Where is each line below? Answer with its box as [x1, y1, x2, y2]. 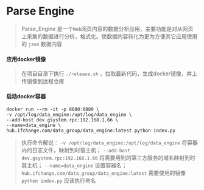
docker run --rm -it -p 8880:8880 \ [6, 106, 99, 113]
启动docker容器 [6, 92, 46, 100]
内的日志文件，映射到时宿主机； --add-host [21, 147, 131, 154]
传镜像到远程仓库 [21, 78, 65, 85]
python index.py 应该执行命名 [21, 177, 96, 185]
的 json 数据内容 [21, 40, 63, 47]
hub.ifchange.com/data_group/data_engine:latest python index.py [6, 127, 175, 134]
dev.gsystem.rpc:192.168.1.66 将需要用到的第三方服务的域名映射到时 [21, 154, 196, 161]
